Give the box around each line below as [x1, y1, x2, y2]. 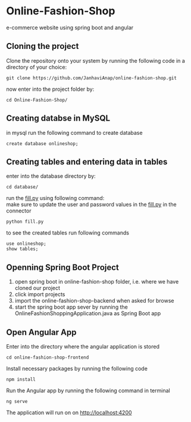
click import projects [14, 291, 65, 298]
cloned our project [14, 285, 61, 292]
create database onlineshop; [6, 140, 79, 147]
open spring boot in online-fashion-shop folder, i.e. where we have [14, 278, 179, 285]
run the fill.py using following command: [6, 195, 105, 202]
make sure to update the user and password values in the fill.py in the [6, 201, 177, 208]
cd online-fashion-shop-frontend [6, 355, 89, 361]
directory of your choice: [6, 63, 67, 70]
